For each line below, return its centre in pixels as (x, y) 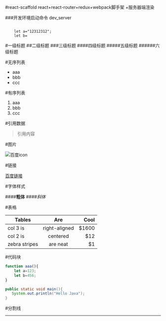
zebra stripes (23, 244)
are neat (58, 244)
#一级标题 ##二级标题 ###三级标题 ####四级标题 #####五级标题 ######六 (82, 45)
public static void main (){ (34, 289)
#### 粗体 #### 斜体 (25, 197)
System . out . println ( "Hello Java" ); (48, 294)
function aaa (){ (22, 266)
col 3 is (16, 228)
